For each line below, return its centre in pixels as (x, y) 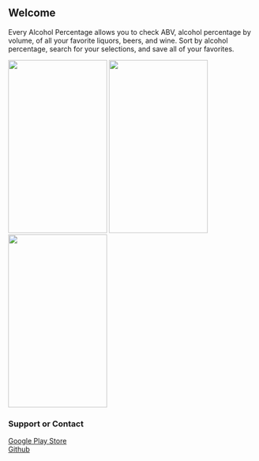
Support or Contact (46, 424)
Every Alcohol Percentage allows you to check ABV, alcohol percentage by (129, 32)
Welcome (32, 13)
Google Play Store (38, 441)
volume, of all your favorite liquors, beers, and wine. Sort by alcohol (118, 40)
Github (19, 449)
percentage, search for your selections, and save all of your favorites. (121, 49)
